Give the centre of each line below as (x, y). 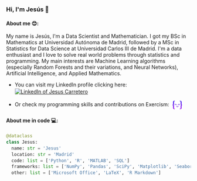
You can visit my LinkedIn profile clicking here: (71, 85)
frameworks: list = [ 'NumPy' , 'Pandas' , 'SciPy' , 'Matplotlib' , (91, 167)
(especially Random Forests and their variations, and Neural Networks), (92, 67)
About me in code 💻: (32, 121)
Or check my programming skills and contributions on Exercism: (92, 104)
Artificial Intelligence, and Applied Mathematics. (64, 74)
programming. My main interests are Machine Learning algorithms (86, 61)
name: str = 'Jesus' (36, 148)
